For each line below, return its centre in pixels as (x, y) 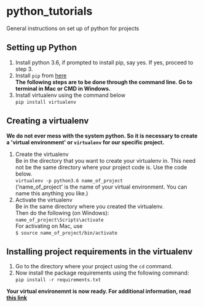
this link (17, 298)
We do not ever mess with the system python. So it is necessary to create (102, 136)
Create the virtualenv (42, 154)
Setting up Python (42, 48)
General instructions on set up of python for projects (73, 28)
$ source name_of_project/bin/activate (66, 233)
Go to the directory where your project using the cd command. (94, 266)
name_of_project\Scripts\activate (59, 220)
